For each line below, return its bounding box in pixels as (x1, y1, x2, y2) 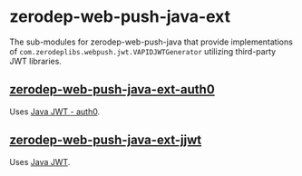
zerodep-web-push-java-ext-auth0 (9, 82, 215, 97)
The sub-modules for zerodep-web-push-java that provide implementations (9, 36, 293, 47)
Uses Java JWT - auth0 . (9, 106, 101, 117)
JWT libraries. (9, 55, 62, 66)
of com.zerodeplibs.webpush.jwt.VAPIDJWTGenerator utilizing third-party (9, 45, 277, 56)
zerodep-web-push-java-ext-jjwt (9, 132, 202, 148)
